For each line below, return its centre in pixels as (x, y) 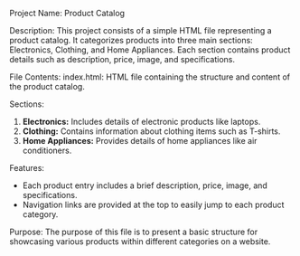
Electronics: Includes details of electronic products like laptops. (141, 122)
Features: (27, 168)
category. (40, 214)
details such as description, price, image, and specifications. (122, 59)
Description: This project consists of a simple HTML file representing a (141, 30)
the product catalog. (47, 86)
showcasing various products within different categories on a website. (140, 242)
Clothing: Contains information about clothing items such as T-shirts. (151, 131)
